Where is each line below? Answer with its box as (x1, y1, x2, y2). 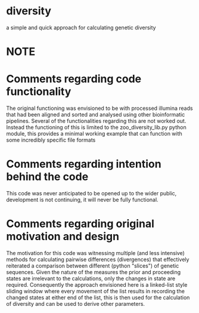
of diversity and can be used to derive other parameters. (6, 300, 145, 307)
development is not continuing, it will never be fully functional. (6, 196, 159, 203)
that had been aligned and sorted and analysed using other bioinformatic (6, 111, 185, 118)
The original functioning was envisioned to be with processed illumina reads (6, 105, 193, 112)
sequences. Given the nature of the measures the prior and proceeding (6, 268, 181, 275)
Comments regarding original (6, 217, 155, 231)
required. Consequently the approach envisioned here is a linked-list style (6, 281, 188, 288)
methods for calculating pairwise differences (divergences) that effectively (6, 256, 189, 263)
